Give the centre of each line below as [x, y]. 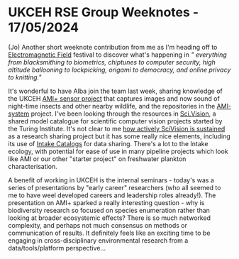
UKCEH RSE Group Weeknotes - [104, 12]
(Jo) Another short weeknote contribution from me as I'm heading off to [113, 47]
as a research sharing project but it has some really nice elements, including [119, 136]
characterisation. [33, 166]
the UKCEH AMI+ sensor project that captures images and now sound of [114, 98]
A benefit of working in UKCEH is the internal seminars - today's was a [111, 180]
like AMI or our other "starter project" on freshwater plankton [97, 159]
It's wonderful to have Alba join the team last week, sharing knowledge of [115, 91]
